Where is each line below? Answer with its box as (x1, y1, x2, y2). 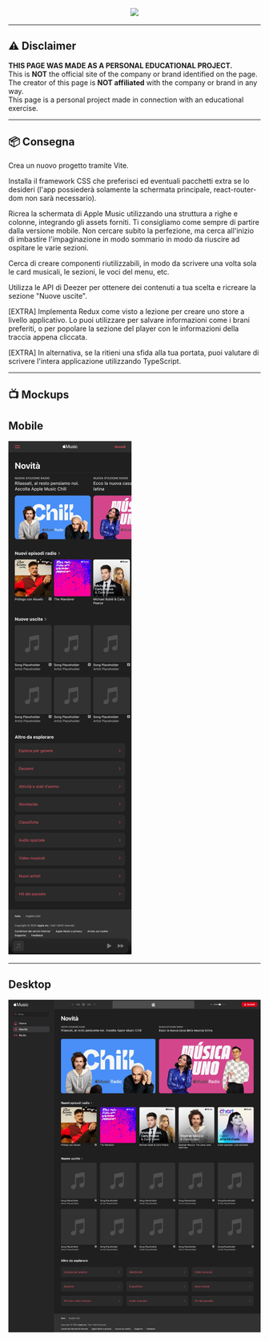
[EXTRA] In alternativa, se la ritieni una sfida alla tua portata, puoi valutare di (8, 348, 259, 357)
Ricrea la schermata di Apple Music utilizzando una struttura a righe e (8, 209, 239, 218)
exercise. (8, 103, 38, 112)
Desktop (8, 978, 52, 992)
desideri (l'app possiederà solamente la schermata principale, (8, 185, 212, 194)
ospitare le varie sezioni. (8, 243, 90, 252)
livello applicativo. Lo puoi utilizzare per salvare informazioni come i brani (8, 315, 251, 324)
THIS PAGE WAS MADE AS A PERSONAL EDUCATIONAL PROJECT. (8, 60, 233, 70)
